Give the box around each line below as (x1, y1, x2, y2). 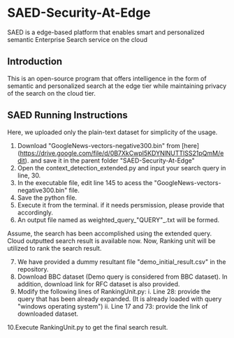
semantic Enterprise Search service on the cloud (7, 35, 148, 43)
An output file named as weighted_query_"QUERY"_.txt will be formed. (17, 215, 220, 224)
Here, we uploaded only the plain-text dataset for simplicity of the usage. (7, 128, 218, 136)
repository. (17, 265, 49, 273)
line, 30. (17, 171, 41, 179)
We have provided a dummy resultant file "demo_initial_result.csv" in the (17, 257, 226, 266)
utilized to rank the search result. (7, 244, 102, 252)
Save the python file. (17, 193, 78, 202)
